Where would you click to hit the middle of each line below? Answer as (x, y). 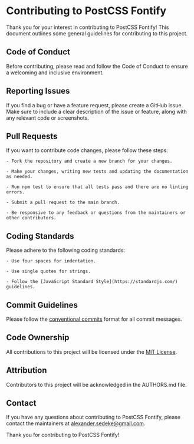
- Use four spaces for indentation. (51, 261)
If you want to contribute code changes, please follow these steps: (87, 150)
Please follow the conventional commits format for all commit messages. (94, 319)
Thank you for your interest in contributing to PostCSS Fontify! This (88, 27)
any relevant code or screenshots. (48, 118)
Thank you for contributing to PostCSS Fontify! (63, 435)
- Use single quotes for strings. (49, 272)
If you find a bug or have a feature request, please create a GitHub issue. (95, 105)
